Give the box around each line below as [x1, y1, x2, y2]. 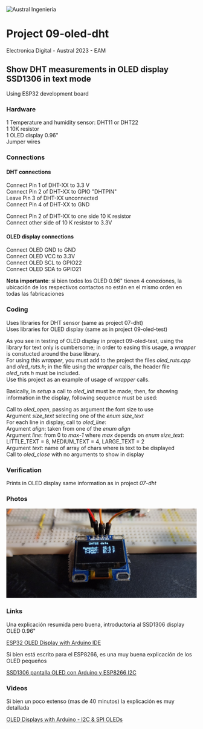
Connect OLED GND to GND [6, 246, 76, 253]
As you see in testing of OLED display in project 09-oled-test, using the [6, 337, 184, 344]
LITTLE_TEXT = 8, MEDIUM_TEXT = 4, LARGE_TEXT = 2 [6, 437, 145, 445]
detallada [6, 704, 30, 711]
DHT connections [6, 168, 51, 175]
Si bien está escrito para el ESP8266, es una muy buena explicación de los [6, 650, 192, 658]
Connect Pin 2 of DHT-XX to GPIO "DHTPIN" [6, 188, 117, 195]
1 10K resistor [6, 125, 39, 132]
